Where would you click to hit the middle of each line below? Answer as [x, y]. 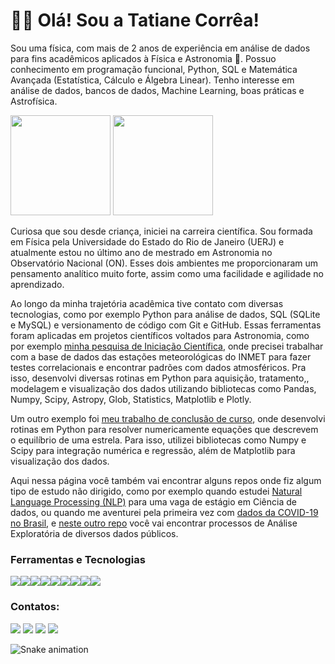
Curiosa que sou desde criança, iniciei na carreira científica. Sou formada [161, 231]
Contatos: [35, 607]
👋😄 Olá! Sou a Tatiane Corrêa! [135, 20]
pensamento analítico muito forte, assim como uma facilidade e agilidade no [167, 273]
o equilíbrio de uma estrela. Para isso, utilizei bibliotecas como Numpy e [158, 440]
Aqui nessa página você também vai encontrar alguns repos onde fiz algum [166, 480]
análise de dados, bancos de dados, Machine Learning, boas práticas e [157, 90]
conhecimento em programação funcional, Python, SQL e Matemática [154, 69]
